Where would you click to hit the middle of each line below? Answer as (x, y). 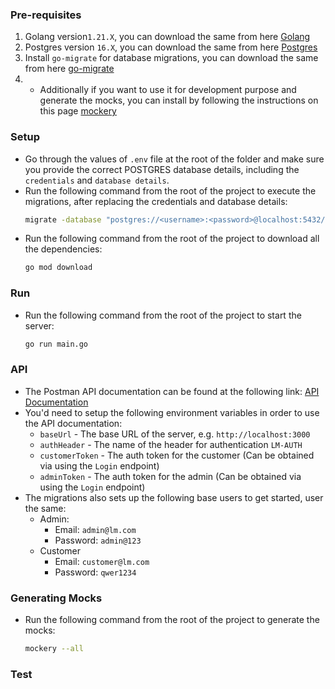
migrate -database (63, 219)
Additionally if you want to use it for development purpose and (168, 90)
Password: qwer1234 (95, 572)
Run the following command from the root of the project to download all (172, 239)
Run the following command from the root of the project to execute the (170, 190)
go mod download (58, 268)
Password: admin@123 (98, 540)
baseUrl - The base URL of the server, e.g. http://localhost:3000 (175, 434)
